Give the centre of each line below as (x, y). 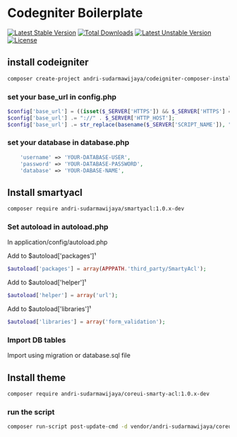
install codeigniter (48, 63)
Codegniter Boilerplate (75, 13)
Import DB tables (37, 340)
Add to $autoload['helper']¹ (47, 282)
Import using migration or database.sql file (69, 356)
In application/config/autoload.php (57, 243)
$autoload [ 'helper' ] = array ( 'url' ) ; (63, 296)
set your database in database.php (68, 143)
